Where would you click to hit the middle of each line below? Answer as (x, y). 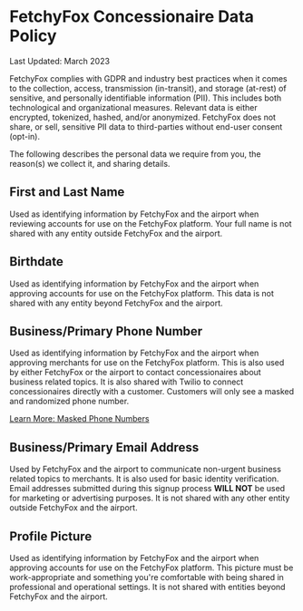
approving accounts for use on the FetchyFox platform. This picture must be (151, 567)
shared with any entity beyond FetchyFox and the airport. (117, 303)
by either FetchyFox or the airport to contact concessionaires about (135, 373)
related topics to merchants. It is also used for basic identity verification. (144, 479)
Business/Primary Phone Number (106, 331)
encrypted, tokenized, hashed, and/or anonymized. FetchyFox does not (143, 117)
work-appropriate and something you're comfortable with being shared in (147, 577)
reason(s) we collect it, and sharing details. (90, 163)
